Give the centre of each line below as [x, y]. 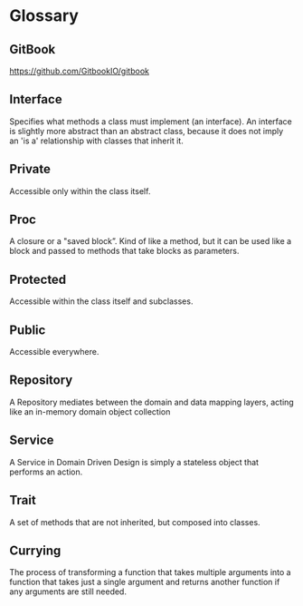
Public [28, 330]
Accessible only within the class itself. [80, 191]
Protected [38, 279]
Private [30, 169]
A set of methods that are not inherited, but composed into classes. [135, 522]
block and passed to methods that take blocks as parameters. [124, 251]
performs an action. [46, 472]
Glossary [44, 16]
